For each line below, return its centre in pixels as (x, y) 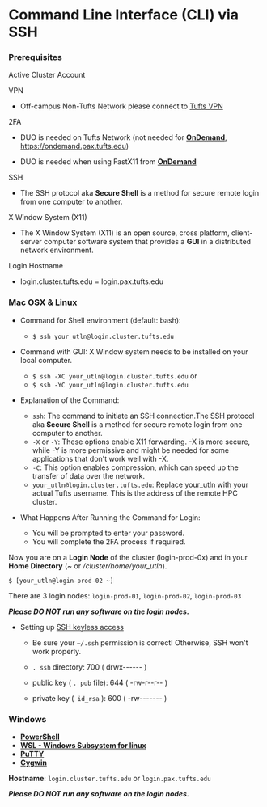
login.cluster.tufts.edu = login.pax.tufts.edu (92, 281)
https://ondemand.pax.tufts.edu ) (74, 146)
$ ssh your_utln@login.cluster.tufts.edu (103, 336)
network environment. (57, 250)
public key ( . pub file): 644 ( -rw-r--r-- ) (100, 682)
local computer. (46, 360)
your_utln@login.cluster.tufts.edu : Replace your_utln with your (140, 484)
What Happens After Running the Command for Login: (110, 517)
